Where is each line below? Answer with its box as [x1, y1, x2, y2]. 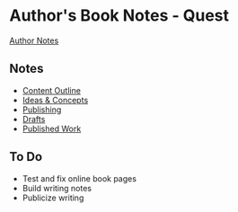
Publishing [22, 104, 62, 115]
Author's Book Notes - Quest [9, 5, 230, 26]
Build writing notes [22, 182, 93, 193]
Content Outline [22, 84, 81, 95]
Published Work [22, 123, 82, 134]
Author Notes [9, 35, 59, 46]
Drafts [22, 113, 46, 124]
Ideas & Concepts [22, 94, 89, 105]
